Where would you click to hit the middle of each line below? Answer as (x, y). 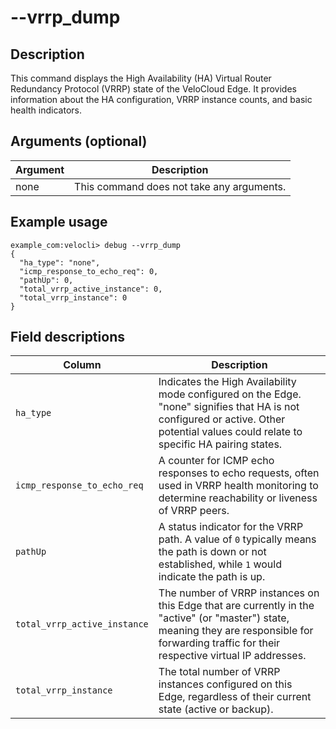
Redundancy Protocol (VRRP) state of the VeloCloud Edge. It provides (153, 89)
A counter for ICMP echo (216, 461)
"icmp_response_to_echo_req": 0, (89, 271)
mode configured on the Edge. (230, 394)
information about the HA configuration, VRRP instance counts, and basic (161, 99)
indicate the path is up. (212, 577)
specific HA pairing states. (220, 444)
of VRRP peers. (194, 511)
